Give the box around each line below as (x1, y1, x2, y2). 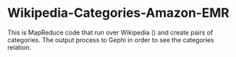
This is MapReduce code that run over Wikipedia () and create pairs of (7, 28, 213, 37)
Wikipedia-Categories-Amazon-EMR (7, 5, 230, 21)
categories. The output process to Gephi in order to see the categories (7, 35, 215, 44)
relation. (7, 43, 32, 51)
